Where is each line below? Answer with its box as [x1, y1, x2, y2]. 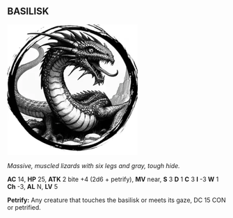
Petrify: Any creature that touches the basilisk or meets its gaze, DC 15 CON [7, 196, 226, 204]
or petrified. [7, 203, 42, 211]
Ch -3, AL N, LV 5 [7, 182, 58, 190]
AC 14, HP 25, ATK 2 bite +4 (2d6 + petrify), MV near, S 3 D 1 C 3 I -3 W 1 [7, 175, 219, 183]
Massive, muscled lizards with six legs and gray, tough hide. [7, 161, 181, 169]
